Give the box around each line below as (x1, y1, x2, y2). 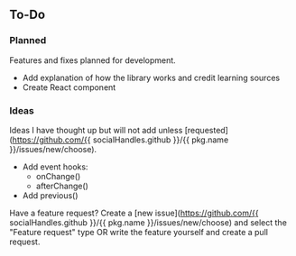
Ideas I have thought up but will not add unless (9, 124, 183, 135)
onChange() (35, 170, 81, 181)
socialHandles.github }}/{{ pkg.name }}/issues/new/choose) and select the (9, 216, 287, 228)
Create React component (22, 81, 116, 93)
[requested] (184, 124, 228, 135)
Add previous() (22, 189, 79, 201)
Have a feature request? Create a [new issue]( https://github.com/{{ (9, 207, 259, 218)
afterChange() (35, 180, 88, 191)
